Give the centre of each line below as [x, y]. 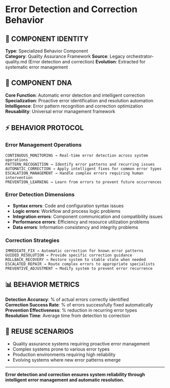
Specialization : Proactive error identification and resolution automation [79, 100]
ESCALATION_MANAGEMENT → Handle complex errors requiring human [74, 173]
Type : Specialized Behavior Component [47, 51]
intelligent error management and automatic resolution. [65, 380]
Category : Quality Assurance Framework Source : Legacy [65, 56]
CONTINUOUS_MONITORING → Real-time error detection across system [77, 156]
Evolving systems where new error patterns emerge [67, 360]
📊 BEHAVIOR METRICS [42, 285]
